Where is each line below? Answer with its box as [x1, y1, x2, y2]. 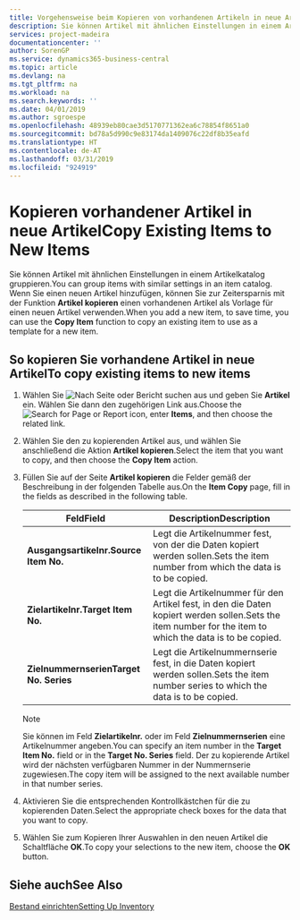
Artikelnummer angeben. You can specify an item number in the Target [21, 740, 282, 752]
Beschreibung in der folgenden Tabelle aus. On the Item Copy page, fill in [21, 481, 291, 492]
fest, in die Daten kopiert [153, 657, 256, 669]
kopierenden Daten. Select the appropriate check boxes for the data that [21, 805, 287, 816]
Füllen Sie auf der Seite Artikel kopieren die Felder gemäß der [21, 472, 252, 483]
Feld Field [65, 512, 105, 524]
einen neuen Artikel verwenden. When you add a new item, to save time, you [9, 307, 289, 318]
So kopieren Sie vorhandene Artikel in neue [9, 352, 255, 367]
